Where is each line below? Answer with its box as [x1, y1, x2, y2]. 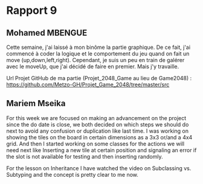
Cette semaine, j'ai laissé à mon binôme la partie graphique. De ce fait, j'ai [6, 43, 191, 51]
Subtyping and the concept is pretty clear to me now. [6, 171, 139, 178]
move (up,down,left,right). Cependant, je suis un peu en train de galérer [6, 57, 185, 63]
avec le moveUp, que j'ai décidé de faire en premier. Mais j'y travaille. [6, 63, 179, 70]
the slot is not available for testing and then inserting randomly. [6, 153, 163, 160]
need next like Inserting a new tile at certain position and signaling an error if [6, 146, 197, 154]
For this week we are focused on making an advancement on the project [6, 114, 187, 121]
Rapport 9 [6, 4, 57, 17]
